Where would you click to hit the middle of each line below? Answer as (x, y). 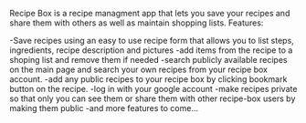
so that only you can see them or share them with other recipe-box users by (153, 98)
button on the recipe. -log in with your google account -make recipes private (153, 89)
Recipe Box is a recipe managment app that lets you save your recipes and (150, 13)
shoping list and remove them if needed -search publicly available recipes (148, 60)
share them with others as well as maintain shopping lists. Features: (137, 23)
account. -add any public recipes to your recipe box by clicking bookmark (148, 79)
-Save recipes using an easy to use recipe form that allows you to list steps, (152, 41)
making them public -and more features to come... (104, 108)
